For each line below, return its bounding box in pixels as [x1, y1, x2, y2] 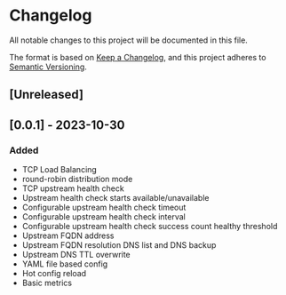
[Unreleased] [9, 87, 84, 102]
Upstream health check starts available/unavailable [21, 193, 210, 203]
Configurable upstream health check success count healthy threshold [21, 221, 278, 232]
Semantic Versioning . [9, 61, 87, 72]
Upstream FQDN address [21, 230, 115, 241]
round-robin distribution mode [21, 174, 133, 185]
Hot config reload [21, 268, 87, 279]
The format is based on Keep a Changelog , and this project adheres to [9, 52, 266, 62]
